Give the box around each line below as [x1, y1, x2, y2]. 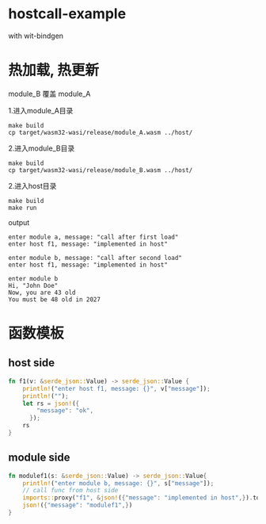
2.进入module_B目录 [8, 143, 75, 153]
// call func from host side [22, 487, 119, 495]
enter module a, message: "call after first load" [8, 233, 179, 241]
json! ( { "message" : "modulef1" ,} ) [22, 501, 133, 510]
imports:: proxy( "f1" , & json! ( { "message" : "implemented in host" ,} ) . [22, 494, 253, 502]
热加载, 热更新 [8, 61, 100, 79]
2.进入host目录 [8, 181, 57, 190]
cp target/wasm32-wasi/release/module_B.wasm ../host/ [8, 166, 193, 174]
